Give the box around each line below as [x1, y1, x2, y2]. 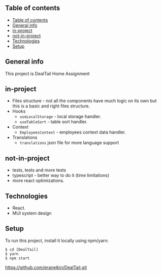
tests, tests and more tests [12, 167, 66, 173]
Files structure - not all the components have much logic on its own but [12, 98, 157, 104]
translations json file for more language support [19, 140, 119, 146]
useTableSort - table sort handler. [19, 119, 88, 125]
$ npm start [5, 256, 30, 261]
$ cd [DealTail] [5, 247, 38, 252]
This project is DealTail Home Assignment [5, 70, 90, 76]
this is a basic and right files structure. [12, 103, 90, 109]
